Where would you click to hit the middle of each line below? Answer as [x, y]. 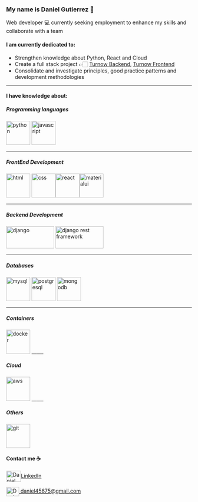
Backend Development [34, 214]
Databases [20, 265]
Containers [20, 318]
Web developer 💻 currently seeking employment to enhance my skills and [96, 22]
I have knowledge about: [37, 96]
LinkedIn [31, 475]
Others [15, 412]
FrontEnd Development [35, 162]
